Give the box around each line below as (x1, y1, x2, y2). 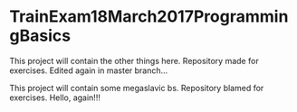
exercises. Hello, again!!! (9, 92, 101, 103)
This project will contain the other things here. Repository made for (9, 55, 260, 66)
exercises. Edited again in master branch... (9, 65, 168, 76)
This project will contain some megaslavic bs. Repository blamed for (9, 82, 264, 93)
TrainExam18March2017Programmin (9, 6, 289, 27)
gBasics (9, 25, 71, 46)
